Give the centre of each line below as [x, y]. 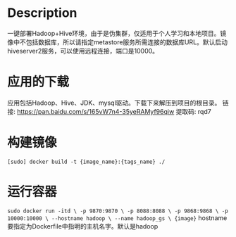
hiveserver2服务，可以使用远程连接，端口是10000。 [83, 51]
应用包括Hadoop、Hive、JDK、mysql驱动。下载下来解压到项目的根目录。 [114, 103]
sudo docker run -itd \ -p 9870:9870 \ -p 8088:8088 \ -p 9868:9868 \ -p [118, 211]
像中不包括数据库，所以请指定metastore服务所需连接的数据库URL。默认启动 [117, 42]
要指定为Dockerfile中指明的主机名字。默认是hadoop [83, 226]
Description [42, 13]
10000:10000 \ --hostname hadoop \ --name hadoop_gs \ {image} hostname [117, 218]
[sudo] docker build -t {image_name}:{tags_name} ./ [86, 162]
